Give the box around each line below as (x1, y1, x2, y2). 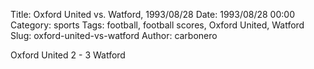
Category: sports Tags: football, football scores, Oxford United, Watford (10, 19, 305, 31)
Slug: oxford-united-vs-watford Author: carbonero (10, 30, 218, 41)
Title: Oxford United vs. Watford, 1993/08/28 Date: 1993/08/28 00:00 (10, 9, 295, 20)
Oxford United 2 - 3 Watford (10, 49, 126, 61)
